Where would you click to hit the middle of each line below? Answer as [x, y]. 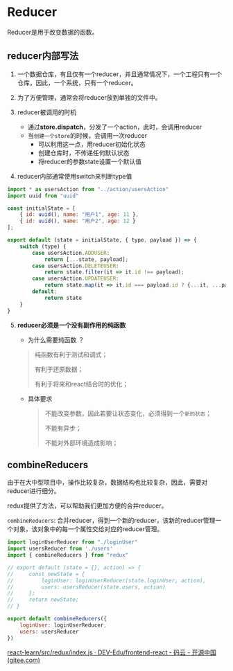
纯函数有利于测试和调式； [71, 355]
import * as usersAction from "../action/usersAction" [88, 189]
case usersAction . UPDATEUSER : [76, 279]
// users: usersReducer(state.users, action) [87, 587]
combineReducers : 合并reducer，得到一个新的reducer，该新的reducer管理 [111, 521]
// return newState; [43, 600]
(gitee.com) [24, 660]
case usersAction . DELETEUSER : [76, 266]
